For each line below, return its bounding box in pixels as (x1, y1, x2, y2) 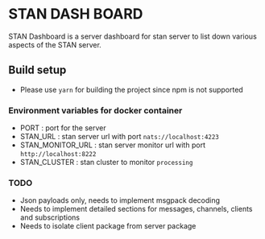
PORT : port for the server (19, 123, 106, 133)
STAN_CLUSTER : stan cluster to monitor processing (19, 158, 193, 167)
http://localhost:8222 (19, 150, 97, 159)
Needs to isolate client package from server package (19, 221, 197, 231)
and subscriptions (19, 212, 81, 222)
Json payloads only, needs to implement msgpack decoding (19, 196, 220, 205)
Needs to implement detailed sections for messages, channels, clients (19, 204, 253, 214)
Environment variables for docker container (8, 105, 183, 116)
